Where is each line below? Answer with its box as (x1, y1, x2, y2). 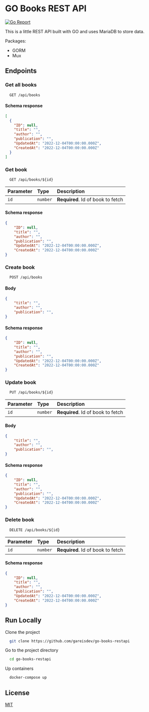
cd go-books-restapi (9, 657, 51, 662)
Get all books (5, 82, 37, 88)
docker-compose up (9, 675, 47, 680)
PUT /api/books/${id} (9, 390, 54, 395)
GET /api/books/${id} (9, 177, 54, 182)
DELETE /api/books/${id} (9, 527, 60, 532)
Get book (5, 166, 27, 173)
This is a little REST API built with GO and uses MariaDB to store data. (5, 28, 145, 34)
